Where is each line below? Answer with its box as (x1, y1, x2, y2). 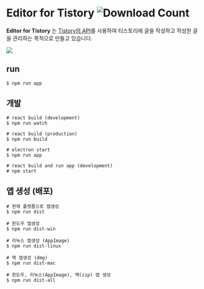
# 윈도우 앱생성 (6, 221, 40, 227)
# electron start (6, 147, 51, 153)
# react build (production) (6, 131, 78, 137)
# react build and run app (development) (6, 162, 113, 169)
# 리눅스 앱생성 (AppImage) (6, 238, 70, 244)
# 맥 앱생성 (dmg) (6, 255, 48, 261)
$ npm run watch (6, 120, 47, 126)
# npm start (6, 168, 37, 174)
